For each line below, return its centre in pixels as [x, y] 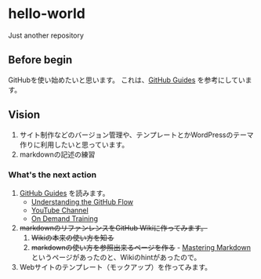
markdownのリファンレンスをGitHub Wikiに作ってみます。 [113, 227]
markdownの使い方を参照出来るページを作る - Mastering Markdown [141, 247]
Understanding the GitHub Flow [82, 201]
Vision [24, 115]
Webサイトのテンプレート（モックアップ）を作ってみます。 [116, 266]
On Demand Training [64, 218]
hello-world [47, 14]
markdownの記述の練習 [57, 154]
